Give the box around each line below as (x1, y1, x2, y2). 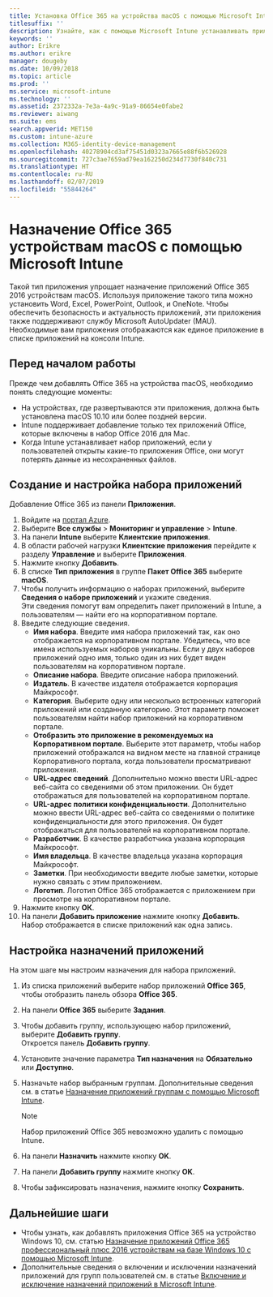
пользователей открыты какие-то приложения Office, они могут (20, 445, 244, 455)
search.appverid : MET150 (9, 125, 93, 133)
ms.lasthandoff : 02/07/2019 (9, 178, 105, 187)
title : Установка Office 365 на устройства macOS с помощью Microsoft (9, 11, 253, 20)
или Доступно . (20, 1063, 75, 1072)
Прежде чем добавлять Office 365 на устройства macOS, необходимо (9, 378, 254, 388)
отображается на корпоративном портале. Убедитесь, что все (32, 636, 250, 646)
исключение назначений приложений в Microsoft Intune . (20, 1279, 217, 1289)
